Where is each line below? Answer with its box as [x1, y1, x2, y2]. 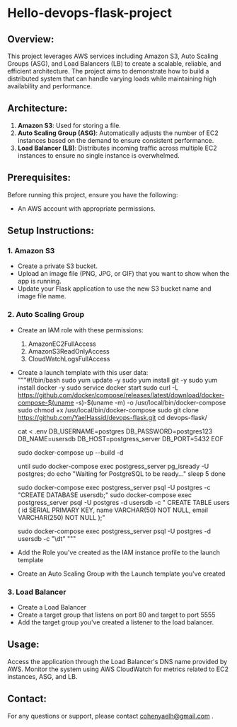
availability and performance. [7, 82, 93, 90]
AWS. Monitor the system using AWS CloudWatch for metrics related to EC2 [7, 665, 229, 673]
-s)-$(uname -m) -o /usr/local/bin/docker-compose [75, 398, 226, 407]
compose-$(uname [17, 398, 74, 407]
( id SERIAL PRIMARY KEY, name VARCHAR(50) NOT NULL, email [17, 506, 209, 514]
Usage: [7, 639, 40, 651]
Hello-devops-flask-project [7, 5, 172, 21]
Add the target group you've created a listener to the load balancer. [17, 617, 214, 627]
